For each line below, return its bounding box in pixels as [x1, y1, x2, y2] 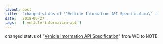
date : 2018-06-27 [5, 16, 45, 21]
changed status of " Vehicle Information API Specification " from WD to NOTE [5, 33, 158, 39]
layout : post [5, 7, 32, 12]
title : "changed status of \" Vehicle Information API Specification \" [5, 11, 153, 16]
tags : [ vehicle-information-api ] [5, 20, 81, 25]
